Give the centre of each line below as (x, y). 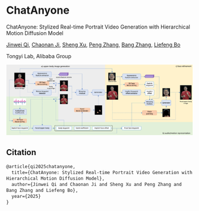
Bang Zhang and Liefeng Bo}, (42, 191)
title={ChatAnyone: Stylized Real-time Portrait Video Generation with (102, 173)
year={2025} (26, 197)
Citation (21, 152)
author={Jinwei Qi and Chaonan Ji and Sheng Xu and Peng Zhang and (97, 185)
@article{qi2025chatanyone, (41, 167)
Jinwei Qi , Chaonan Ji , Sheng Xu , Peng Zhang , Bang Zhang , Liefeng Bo (93, 45)
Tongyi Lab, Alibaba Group (39, 56)
